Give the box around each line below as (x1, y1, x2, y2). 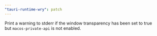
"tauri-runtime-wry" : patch (4, 7, 63, 12)
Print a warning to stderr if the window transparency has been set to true (4, 20, 152, 26)
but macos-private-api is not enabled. (4, 25, 81, 31)
